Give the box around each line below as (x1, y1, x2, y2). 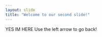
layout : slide (5, 7, 36, 13)
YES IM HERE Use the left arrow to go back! (5, 26, 97, 32)
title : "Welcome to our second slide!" (5, 12, 90, 17)
